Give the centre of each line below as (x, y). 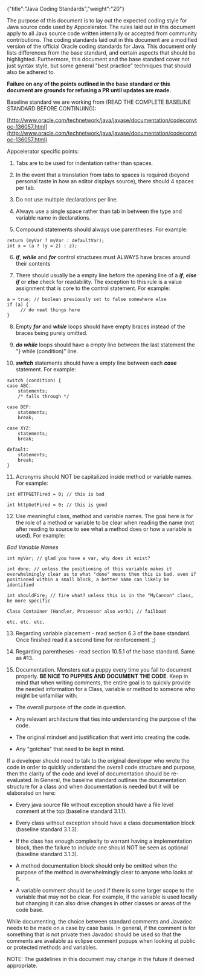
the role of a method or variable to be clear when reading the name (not (105, 522)
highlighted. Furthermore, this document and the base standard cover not (98, 59)
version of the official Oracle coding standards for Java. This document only (102, 46)
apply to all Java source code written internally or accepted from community (102, 33)
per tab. (25, 188)
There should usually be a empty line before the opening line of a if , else (106, 275)
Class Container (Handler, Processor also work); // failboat (87, 612)
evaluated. (20, 780)
